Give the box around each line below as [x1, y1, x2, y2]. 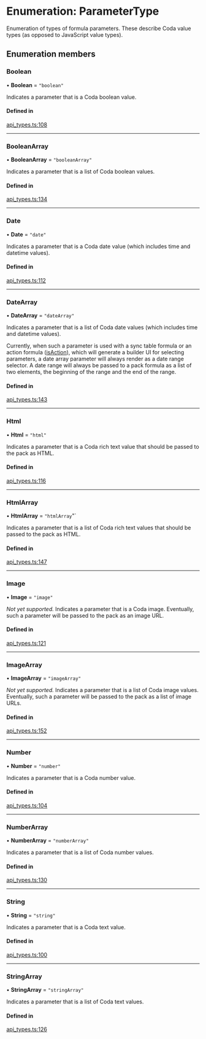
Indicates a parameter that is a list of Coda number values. [6, 849, 154, 856]
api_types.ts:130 [6, 876, 48, 884]
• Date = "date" [6, 230, 47, 238]
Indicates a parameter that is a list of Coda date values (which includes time [6, 324, 198, 331]
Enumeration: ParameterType [6, 4, 159, 18]
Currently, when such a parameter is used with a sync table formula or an [6, 342, 192, 349]
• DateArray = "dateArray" [6, 312, 75, 319]
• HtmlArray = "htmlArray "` [6, 512, 77, 519]
